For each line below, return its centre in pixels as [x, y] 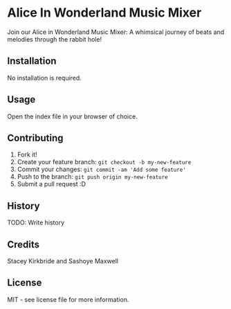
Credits [24, 244]
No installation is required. [44, 78]
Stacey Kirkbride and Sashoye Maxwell [63, 261]
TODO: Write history [36, 222]
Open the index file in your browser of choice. [73, 116]
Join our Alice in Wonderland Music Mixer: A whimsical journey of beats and [116, 32]
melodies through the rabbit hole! [55, 39]
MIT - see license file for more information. [68, 299]
